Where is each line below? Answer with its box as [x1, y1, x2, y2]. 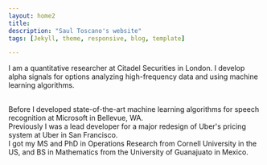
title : [8, 19, 31, 27]
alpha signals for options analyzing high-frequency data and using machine [8, 72, 259, 81]
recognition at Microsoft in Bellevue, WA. [8, 113, 143, 123]
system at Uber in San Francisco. [8, 130, 118, 140]
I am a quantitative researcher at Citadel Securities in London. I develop [8, 64, 245, 73]
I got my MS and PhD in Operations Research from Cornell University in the [8, 138, 257, 149]
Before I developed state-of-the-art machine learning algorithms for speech [8, 105, 260, 114]
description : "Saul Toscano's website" [8, 27, 142, 35]
